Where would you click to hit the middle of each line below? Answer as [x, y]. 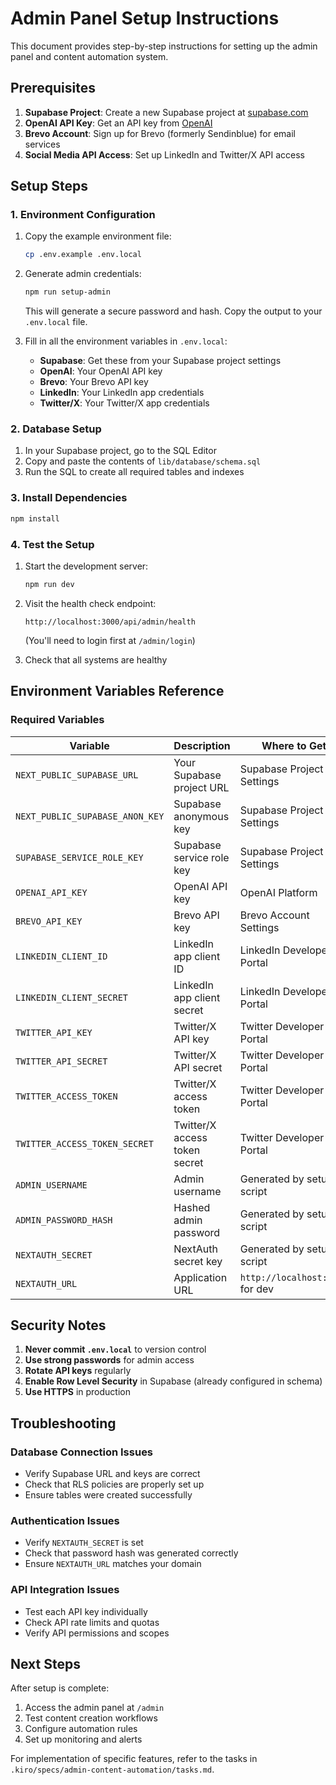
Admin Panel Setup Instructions [145, 18]
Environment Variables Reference [117, 691]
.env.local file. [56, 322]
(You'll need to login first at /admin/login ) [110, 640]
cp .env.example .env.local [83, 255]
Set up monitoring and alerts [83, 1739]
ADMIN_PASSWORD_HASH [64, 1220]
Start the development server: [86, 566]
